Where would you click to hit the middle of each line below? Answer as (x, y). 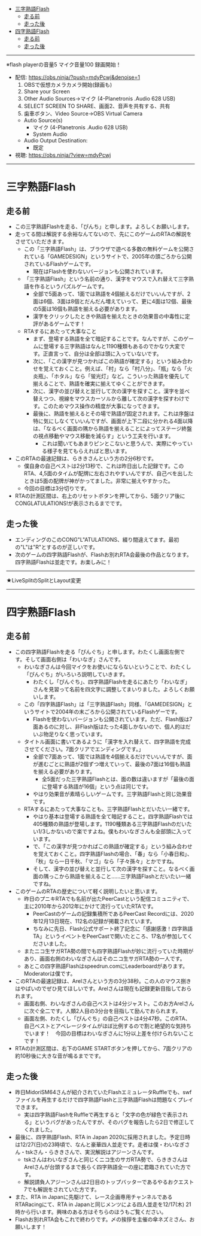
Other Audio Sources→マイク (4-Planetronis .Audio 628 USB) (99, 98)
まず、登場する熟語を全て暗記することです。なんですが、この (108, 339)
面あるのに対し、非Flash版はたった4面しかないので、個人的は (109, 727)
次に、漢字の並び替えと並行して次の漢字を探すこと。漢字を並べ (111, 391)
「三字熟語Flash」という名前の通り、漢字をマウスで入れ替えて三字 (106, 279)
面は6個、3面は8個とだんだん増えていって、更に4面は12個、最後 (112, 301)
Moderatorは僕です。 (50, 973)
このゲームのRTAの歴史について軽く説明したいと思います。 (88, 891)
